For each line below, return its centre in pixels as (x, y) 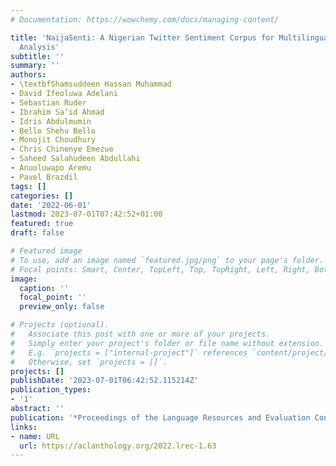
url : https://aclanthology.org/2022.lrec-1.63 (118, 446)
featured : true (42, 224)
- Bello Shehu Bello (53, 131)
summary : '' (35, 66)
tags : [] (28, 186)
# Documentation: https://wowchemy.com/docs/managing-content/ (145, 19)
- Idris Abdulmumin (51, 121)
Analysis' (39, 47)
